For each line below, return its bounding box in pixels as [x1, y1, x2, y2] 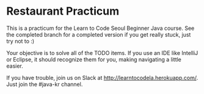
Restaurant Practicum [6, 4, 120, 18]
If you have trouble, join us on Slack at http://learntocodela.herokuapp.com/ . [6, 74, 199, 81]
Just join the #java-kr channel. [6, 81, 83, 88]
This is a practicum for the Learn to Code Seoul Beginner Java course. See [6, 24, 195, 32]
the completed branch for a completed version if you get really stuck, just [6, 31, 191, 38]
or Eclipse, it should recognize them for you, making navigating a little [6, 56, 182, 63]
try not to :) [6, 37, 35, 45]
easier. [6, 62, 23, 70]
